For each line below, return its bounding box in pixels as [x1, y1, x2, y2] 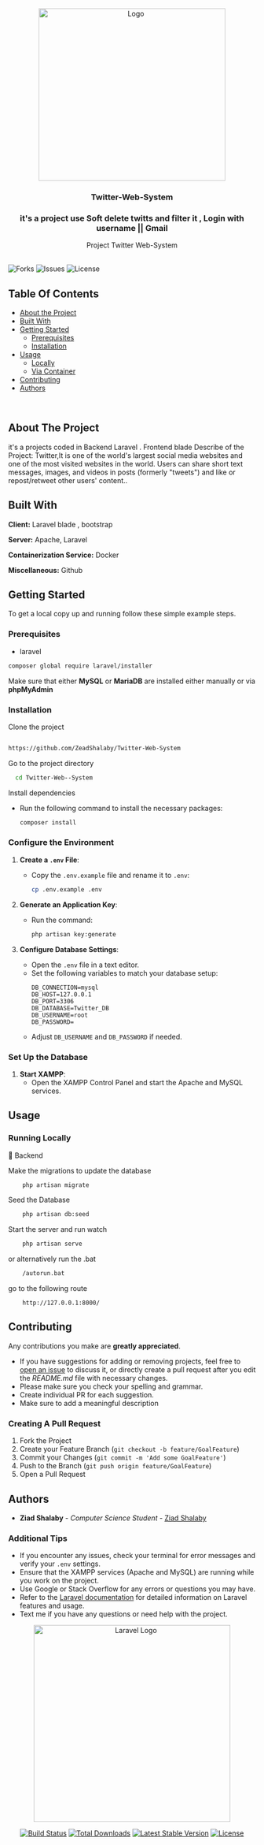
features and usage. [19, 1601, 85, 1611]
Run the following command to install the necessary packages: [19, 803, 223, 813]
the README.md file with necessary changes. [19, 1373, 168, 1382]
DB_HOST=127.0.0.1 [31, 990, 92, 999]
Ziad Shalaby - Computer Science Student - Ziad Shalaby [19, 1513, 207, 1523]
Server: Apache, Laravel [8, 534, 88, 544]
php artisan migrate [22, 1181, 90, 1189]
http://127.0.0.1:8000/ [22, 1299, 101, 1307]
